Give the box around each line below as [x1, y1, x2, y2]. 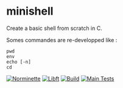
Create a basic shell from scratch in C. [6, 24, 102, 32]
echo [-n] [6, 59, 32, 65]
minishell [6, 4, 54, 18]
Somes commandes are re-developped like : [6, 36, 118, 43]
